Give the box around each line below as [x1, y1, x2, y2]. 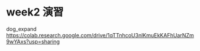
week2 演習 [6, 5, 64, 19]
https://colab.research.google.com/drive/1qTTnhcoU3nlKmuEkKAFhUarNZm [6, 31, 194, 39]
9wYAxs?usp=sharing [6, 38, 60, 45]
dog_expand [6, 25, 37, 33]
